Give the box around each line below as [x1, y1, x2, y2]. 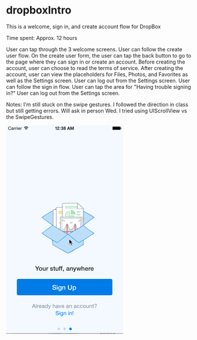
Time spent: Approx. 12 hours [6, 34, 78, 41]
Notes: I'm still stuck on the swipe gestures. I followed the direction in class [6, 101, 189, 108]
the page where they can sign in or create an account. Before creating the [6, 58, 185, 65]
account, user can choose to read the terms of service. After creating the [6, 64, 183, 71]
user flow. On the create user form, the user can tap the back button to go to [6, 52, 192, 59]
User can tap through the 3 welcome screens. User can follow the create [6, 45, 182, 53]
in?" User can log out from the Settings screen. [6, 89, 120, 96]
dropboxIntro [6, 4, 72, 17]
